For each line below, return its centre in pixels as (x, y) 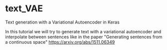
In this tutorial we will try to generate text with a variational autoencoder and (83, 31)
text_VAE (24, 9)
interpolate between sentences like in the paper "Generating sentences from (84, 37)
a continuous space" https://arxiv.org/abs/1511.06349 (60, 42)
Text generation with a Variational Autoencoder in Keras (62, 22)
